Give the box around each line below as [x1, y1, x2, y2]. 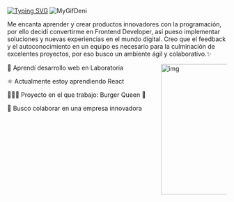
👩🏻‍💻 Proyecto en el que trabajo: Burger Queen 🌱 [7, 91, 146, 99]
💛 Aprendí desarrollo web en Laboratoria [7, 63, 124, 72]
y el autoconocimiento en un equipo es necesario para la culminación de [7, 42, 216, 50]
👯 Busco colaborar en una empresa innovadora [7, 104, 143, 112]
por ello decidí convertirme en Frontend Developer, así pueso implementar [7, 28, 221, 36]
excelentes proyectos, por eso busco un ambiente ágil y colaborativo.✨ [7, 49, 212, 58]
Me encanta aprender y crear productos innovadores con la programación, [7, 20, 221, 28]
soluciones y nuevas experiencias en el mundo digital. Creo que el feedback [7, 35, 226, 43]
